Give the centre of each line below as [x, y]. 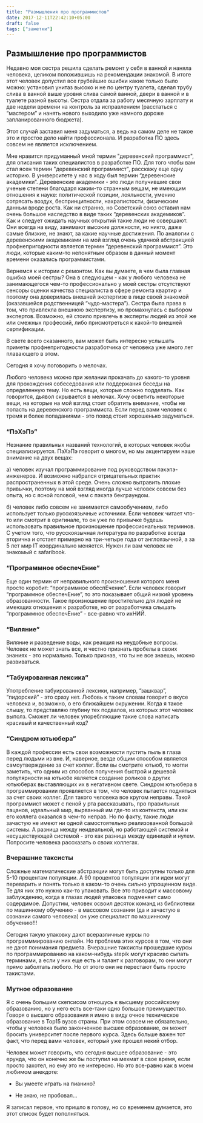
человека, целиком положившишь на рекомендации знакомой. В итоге [99, 75]
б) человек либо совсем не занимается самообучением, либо [87, 507]
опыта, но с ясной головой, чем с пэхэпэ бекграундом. [78, 495]
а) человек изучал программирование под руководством [81, 470]
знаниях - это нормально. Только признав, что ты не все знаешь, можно [101, 655]
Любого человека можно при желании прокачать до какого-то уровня [98, 378]
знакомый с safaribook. [36, 552]
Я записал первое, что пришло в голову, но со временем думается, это [99, 1107]
